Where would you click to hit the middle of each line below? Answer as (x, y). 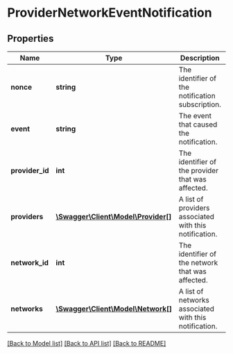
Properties (31, 39)
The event (195, 116)
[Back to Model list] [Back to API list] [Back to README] (87, 343)
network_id (30, 263)
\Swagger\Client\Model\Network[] (114, 309)
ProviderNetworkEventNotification (110, 13)
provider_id (30, 170)
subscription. (200, 104)
